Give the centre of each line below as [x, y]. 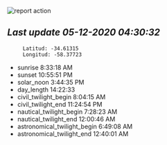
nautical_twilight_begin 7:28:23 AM [67, 112]
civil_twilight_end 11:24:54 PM [60, 104]
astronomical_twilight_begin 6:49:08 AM [75, 126]
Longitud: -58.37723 [52, 54]
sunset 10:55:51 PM [45, 75]
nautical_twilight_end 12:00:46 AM [66, 119]
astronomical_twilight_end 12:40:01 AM [73, 134]
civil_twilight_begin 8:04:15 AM [61, 96]
